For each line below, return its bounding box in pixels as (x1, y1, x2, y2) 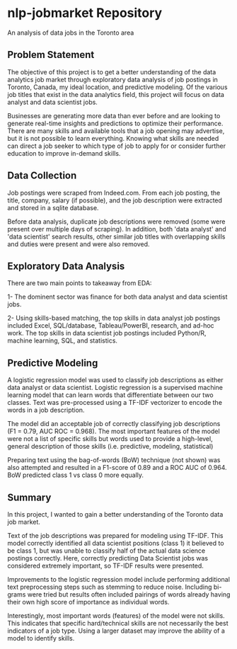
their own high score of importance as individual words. (7, 598, 170, 606)
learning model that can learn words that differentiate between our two (7, 391, 214, 399)
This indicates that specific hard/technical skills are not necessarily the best (7, 619, 229, 627)
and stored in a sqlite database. (7, 203, 99, 212)
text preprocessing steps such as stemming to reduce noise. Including (7, 582, 212, 591)
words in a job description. (7, 406, 85, 415)
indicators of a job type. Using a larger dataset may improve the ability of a (7, 626, 225, 635)
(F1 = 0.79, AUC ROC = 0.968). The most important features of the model (7, 427, 221, 436)
